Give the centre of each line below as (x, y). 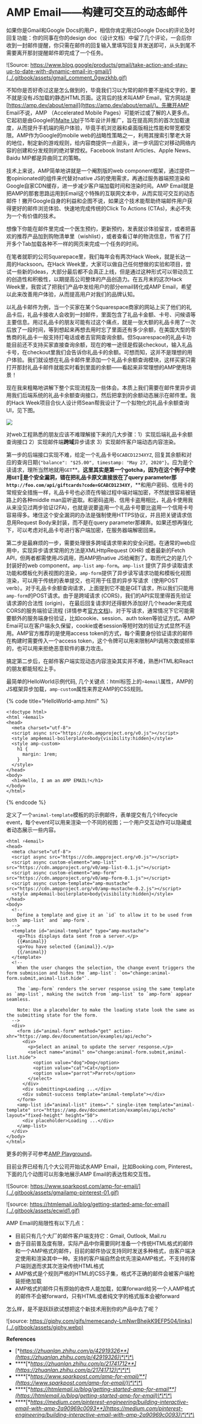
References (21, 1339)
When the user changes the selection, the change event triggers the (106, 968)
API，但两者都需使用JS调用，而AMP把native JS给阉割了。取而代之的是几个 (99, 557)
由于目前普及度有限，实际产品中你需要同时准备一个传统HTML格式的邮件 (104, 1243)
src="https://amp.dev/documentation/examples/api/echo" (104, 1110)
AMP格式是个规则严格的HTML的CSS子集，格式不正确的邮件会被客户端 (102, 1273)
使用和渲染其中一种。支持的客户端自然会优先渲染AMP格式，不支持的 (105, 1258)
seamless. (19, 999)
